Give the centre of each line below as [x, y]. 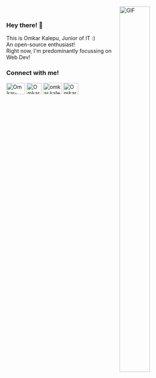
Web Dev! [18, 58]
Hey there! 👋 [25, 25]
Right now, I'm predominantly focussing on [59, 51]
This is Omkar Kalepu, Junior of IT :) [51, 38]
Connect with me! [33, 73]
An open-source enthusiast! [41, 44]
